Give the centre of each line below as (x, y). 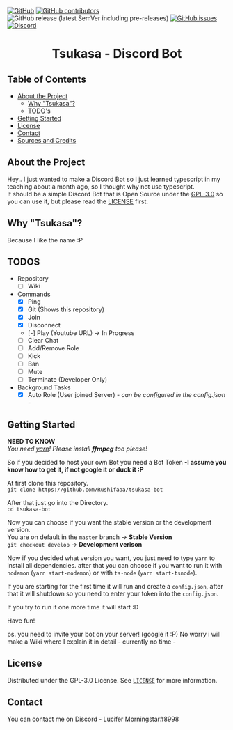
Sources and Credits (47, 140)
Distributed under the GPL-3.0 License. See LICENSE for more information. (112, 680)
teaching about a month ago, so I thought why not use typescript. (101, 186)
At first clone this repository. (48, 483)
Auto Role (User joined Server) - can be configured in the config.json (127, 395)
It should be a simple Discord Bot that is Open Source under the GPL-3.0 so (115, 194)
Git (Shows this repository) (66, 309)
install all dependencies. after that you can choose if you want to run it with (115, 565)
